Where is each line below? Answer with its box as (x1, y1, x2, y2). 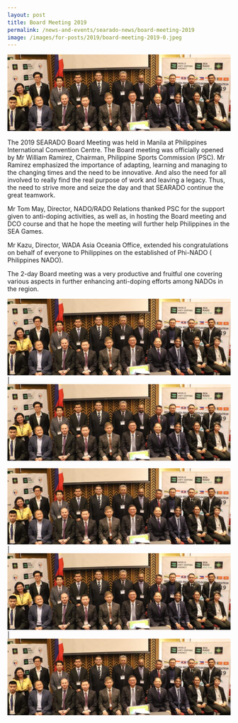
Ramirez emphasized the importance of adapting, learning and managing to (7, 161, 228, 169)
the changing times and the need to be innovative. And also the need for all (7, 169, 227, 176)
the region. (7, 285, 39, 293)
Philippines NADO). (7, 256, 64, 264)
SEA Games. (7, 227, 44, 235)
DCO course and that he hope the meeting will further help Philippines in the (7, 220, 230, 228)
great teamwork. (7, 191, 55, 199)
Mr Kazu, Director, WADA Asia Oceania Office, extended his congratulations (7, 241, 229, 249)
